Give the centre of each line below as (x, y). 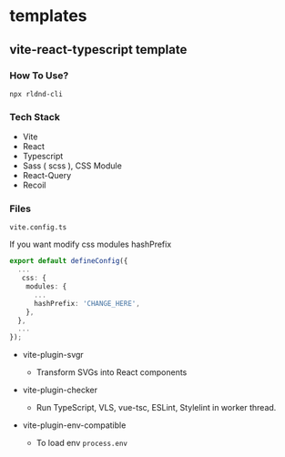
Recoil (34, 185)
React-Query (47, 176)
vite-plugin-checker (60, 390)
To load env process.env (81, 443)
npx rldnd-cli (36, 94)
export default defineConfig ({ (69, 261)
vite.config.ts (38, 228)
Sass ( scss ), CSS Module (72, 166)
